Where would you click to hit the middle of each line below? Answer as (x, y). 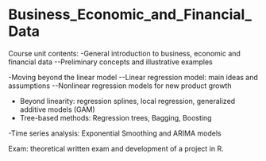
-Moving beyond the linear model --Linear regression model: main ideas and (133, 77)
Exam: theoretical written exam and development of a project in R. (116, 148)
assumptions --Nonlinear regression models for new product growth (120, 86)
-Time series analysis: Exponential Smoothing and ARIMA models (115, 133)
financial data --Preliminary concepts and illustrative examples (110, 62)
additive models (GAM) (57, 109)
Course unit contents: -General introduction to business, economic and (124, 53)
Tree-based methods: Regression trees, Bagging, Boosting (116, 117)
